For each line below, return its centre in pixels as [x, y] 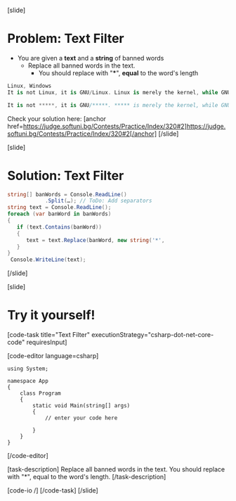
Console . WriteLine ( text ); [48, 260]
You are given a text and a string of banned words [91, 58]
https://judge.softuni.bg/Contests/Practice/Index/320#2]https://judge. [124, 126]
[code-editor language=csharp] [53, 356]
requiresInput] [47, 342]
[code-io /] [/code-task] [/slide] [53, 490]
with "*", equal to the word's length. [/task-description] [87, 477]
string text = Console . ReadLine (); [59, 208]
